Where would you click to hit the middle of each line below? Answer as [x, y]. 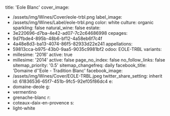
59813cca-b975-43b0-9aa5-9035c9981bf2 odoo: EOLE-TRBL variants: [87, 49]
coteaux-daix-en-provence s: [43, 103]
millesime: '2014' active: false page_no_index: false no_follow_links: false [89, 60]
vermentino [25, 92]
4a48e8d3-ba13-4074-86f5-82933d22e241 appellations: [73, 44]
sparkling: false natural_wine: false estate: [56, 28]
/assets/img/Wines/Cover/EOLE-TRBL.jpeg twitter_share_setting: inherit [87, 76]
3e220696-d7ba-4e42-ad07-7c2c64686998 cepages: [70, 33]
